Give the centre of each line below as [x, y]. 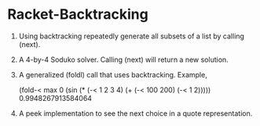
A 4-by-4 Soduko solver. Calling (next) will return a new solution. [123, 59]
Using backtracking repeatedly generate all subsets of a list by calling [132, 36]
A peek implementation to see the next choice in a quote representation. [135, 113]
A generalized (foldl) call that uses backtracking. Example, [113, 74]
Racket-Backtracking [78, 14]
